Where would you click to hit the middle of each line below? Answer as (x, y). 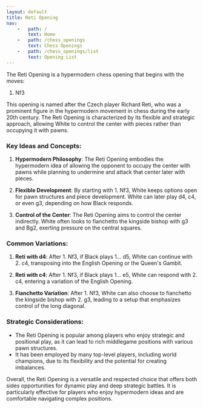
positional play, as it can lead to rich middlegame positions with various (104, 341)
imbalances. (30, 367)
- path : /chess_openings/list (58, 52)
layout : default (27, 12)
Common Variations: (37, 243)
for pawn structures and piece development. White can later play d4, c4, (105, 196)
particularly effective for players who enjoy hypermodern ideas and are (95, 392)
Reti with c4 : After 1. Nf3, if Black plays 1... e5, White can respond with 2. (106, 275)
